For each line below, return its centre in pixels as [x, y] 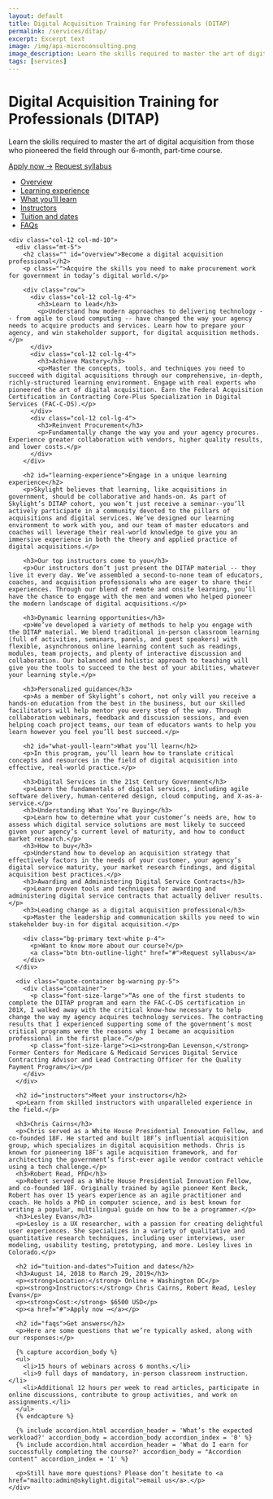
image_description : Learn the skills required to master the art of [127, 54]
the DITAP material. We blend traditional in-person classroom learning [134, 632]
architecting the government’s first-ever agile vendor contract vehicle [136, 1159]
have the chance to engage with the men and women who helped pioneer [130, 596]
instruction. [227, 1374]
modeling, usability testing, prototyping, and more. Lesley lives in [130, 1245]
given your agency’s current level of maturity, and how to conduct [127, 832]
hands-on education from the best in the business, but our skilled [127, 703]
